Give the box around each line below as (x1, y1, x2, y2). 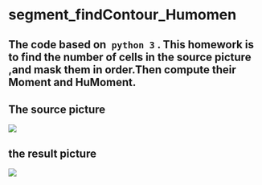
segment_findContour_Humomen (8, 6, 237, 24)
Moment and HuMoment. (8, 75, 137, 89)
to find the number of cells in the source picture (8, 50, 252, 64)
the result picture (8, 146, 96, 160)
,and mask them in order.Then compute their (8, 63, 237, 76)
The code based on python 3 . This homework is (8, 38, 255, 51)
